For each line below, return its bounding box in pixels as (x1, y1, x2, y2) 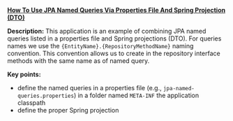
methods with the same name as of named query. (7, 57, 150, 65)
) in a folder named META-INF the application (73, 91, 200, 99)
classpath (17, 99, 46, 107)
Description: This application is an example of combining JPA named (7, 27, 206, 35)
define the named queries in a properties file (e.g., (17, 84, 162, 92)
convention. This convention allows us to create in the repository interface (7, 49, 221, 57)
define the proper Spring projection (17, 106, 119, 114)
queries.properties (17, 92, 75, 99)
